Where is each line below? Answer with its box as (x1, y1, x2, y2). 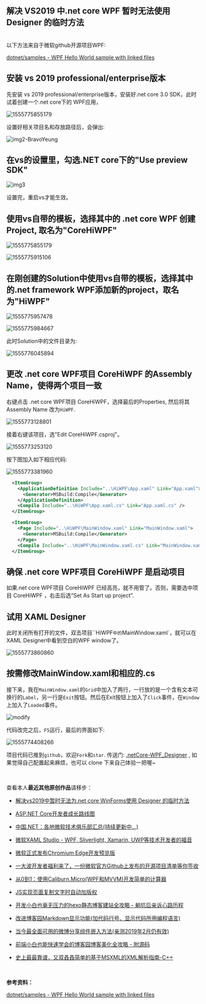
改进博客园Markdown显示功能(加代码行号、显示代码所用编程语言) (15, 914, 181, 922)
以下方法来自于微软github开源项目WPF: (6, 41, 106, 49)
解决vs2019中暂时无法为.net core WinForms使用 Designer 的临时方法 (15, 797, 190, 804)
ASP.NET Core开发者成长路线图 (15, 810, 95, 817)
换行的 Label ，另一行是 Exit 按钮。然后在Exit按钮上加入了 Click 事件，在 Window (6, 694, 200, 701)
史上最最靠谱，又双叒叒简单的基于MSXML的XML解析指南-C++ (15, 954, 174, 961)
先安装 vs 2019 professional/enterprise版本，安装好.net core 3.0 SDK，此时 (6, 90, 197, 98)
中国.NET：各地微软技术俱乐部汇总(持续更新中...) (15, 823, 139, 830)
